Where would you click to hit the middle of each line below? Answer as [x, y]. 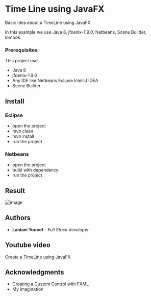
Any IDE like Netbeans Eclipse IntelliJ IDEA [55, 81]
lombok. [13, 37]
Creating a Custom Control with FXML [50, 284]
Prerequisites [21, 50]
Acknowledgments [35, 272]
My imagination [28, 289]
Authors [18, 218]
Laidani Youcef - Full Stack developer [50, 229]
